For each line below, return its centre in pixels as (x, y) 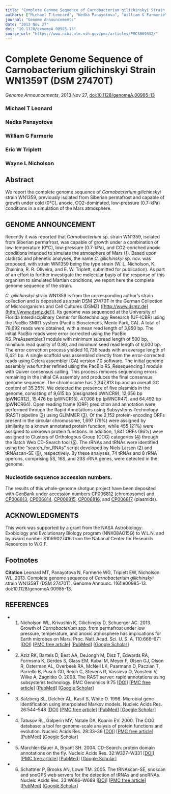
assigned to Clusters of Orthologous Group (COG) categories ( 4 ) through (82, 437)
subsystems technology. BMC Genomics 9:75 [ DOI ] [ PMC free (85, 682)
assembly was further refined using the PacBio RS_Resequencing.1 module (84, 366)
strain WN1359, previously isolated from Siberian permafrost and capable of (85, 197)
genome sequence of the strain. (39, 286)
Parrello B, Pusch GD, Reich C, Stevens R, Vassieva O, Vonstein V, (89, 671)
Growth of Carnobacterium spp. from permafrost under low (82, 628)
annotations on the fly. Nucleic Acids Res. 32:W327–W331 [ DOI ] (87, 753)
